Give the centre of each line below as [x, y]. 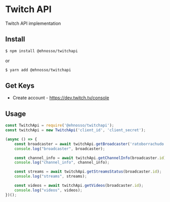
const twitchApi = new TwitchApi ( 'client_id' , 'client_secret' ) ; [75, 130]
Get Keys [20, 85]
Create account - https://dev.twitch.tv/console [61, 98]
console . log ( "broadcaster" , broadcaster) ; [60, 149]
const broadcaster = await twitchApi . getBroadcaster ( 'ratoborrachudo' [90, 144]
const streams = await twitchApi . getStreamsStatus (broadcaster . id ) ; [88, 172]
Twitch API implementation [33, 23]
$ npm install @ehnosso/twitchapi [42, 51]
